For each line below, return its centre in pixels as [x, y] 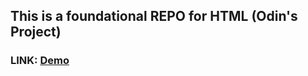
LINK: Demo [40, 61]
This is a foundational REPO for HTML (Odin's [154, 16]
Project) [36, 32]
